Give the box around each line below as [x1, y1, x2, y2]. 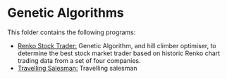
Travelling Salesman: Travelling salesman [17, 64, 137, 72]
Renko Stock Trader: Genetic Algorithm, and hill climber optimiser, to [17, 41, 216, 50]
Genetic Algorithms [7, 5, 125, 21]
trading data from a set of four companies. [17, 56, 141, 64]
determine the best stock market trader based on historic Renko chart [17, 49, 221, 57]
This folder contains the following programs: [7, 28, 136, 36]
